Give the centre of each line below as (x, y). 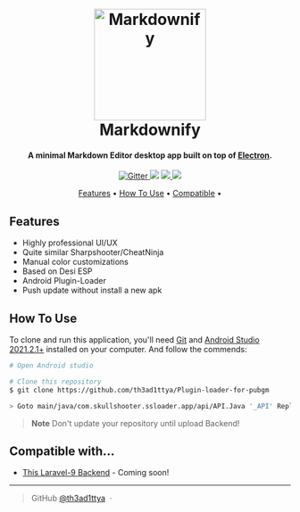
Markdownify (150, 130)
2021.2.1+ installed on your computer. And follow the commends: (128, 350)
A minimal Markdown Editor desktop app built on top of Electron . (150, 155)
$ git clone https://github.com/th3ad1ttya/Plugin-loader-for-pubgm (139, 390)
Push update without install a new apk (92, 290)
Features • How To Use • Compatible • (150, 194)
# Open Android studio (51, 366)
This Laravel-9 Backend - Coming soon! (96, 473)
